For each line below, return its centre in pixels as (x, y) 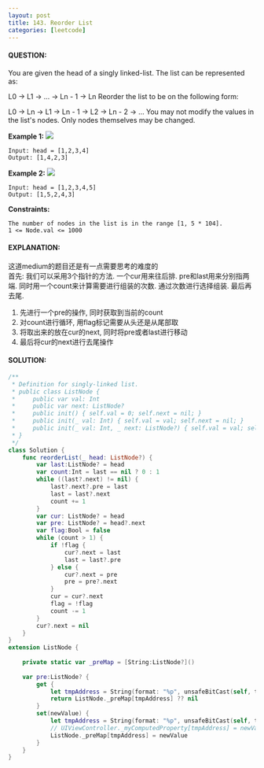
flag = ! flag (71, 604)
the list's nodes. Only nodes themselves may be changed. (102, 120)
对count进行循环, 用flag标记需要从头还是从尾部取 (99, 322)
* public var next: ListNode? (68, 406)
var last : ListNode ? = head (81, 465)
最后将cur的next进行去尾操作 (66, 342)
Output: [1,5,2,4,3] (42, 194)
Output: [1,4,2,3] (38, 157)
